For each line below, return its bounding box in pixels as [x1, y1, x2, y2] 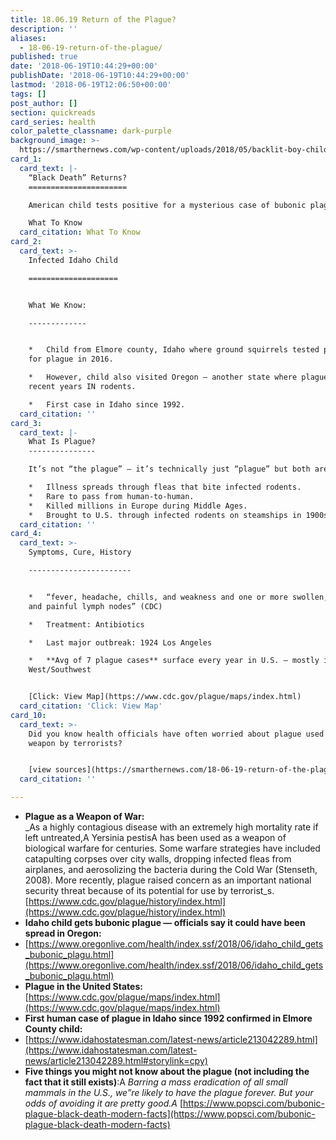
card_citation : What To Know [19, 227, 141, 238]
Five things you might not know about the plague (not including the [24, 1066, 310, 1077]
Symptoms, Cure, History [28, 547, 132, 558]
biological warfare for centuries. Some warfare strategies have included [24, 842, 321, 854]
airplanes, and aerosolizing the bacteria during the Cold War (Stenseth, [24, 864, 318, 875]
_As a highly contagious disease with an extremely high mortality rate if [24, 821, 319, 833]
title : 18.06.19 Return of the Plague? [10, 14, 177, 25]
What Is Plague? [28, 437, 97, 447]
